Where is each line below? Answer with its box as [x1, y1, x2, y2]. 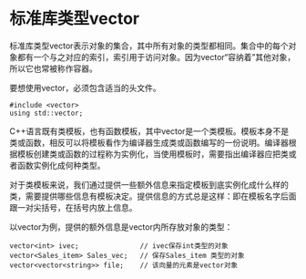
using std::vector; [9, 108, 84, 118]
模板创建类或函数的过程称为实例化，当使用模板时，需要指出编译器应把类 [16, 148, 289, 160]
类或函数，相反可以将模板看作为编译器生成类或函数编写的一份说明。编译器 [9, 137, 289, 148]
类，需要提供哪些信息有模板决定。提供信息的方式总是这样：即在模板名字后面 [9, 191, 297, 201]
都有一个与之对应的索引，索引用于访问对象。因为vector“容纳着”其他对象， [16, 51, 296, 62]
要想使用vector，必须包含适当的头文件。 [9, 82, 161, 93]
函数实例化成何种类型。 [16, 160, 106, 170]
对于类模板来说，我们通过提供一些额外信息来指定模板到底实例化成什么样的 [9, 179, 289, 190]
